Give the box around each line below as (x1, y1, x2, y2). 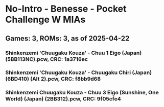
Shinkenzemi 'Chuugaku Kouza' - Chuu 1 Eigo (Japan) (5, 49, 142, 56)
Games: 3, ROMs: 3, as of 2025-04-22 (5, 34, 130, 43)
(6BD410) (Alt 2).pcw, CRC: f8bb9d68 (5, 76, 101, 83)
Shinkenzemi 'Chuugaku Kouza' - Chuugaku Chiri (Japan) (5, 69, 152, 76)
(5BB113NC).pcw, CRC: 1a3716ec (5, 55, 88, 62)
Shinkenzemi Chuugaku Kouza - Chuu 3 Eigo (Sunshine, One (5, 89, 159, 96)
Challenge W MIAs (5, 14, 86, 25)
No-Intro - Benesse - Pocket (5, 3, 127, 15)
